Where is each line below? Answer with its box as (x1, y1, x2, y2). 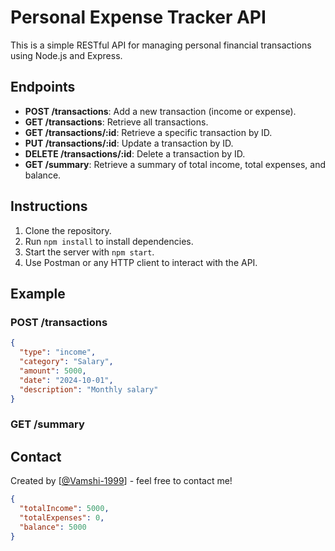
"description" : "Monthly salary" (19, 384, 159, 395)
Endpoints (10, 79, 76, 96)
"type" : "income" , (19, 347, 97, 358)
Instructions (10, 198, 88, 215)
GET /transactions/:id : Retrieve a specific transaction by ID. (24, 126, 273, 138)
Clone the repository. (24, 224, 112, 236)
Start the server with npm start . (24, 246, 155, 258)
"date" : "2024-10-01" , (19, 375, 114, 385)
